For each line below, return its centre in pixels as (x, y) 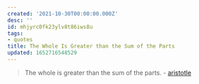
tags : (15, 33)
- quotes (20, 40)
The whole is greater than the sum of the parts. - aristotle (108, 72)
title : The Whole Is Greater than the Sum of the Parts (91, 46)
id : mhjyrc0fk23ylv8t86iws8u (50, 27)
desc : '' (20, 20)
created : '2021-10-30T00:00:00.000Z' (63, 14)
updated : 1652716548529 (42, 53)
